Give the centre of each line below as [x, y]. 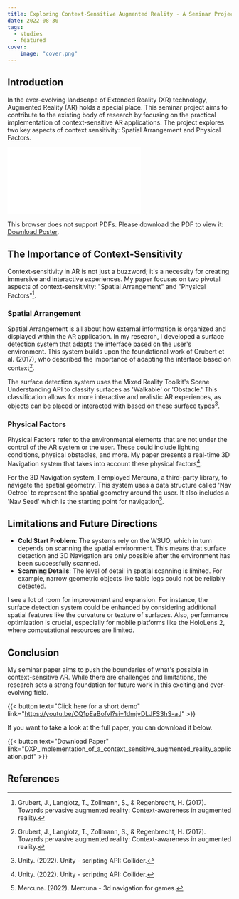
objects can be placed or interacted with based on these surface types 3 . [114, 405]
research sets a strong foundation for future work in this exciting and [108, 685]
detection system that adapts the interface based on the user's [100, 344]
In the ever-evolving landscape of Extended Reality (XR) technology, [107, 100]
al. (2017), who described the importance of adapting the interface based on [119, 359]
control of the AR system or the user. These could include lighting [103, 447]
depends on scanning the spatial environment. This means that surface [122, 548]
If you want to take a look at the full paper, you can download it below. [110, 727]
